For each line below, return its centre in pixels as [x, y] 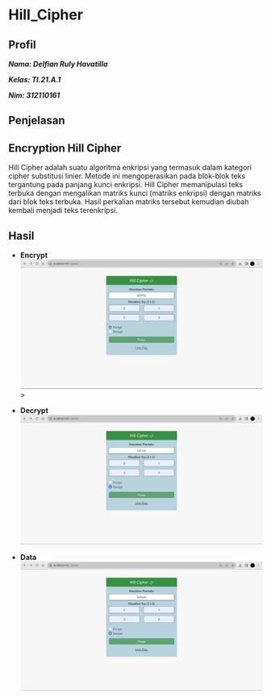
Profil [22, 45]
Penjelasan [37, 121]
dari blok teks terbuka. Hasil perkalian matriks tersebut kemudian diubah [129, 202]
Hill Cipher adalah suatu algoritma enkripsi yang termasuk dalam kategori [130, 168]
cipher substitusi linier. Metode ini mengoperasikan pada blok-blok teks [127, 176]
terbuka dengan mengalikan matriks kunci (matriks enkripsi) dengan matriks [135, 193]
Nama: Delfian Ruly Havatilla [58, 64]
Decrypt [34, 411]
